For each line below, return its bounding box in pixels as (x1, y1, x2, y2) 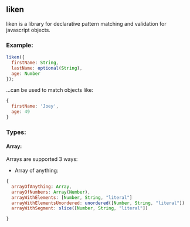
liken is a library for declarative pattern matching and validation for (6, 20, 167, 27)
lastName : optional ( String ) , (11, 65, 83, 71)
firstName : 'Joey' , (11, 104, 59, 109)
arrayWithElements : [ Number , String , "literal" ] (11, 194, 133, 201)
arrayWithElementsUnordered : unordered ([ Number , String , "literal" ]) (11, 200, 185, 206)
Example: (6, 41, 33, 49)
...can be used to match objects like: (6, 87, 94, 94)
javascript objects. (6, 26, 51, 33)
